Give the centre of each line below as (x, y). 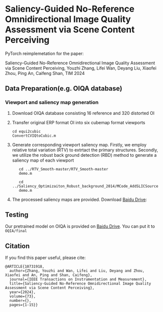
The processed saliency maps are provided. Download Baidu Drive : (80, 199)
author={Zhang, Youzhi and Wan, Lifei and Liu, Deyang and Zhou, (77, 271)
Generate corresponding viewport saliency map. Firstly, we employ (79, 145)
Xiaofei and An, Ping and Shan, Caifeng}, (49, 275)
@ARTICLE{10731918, (25, 267)
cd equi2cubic (26, 131)
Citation (18, 246)
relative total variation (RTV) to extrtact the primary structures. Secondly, (85, 150)
